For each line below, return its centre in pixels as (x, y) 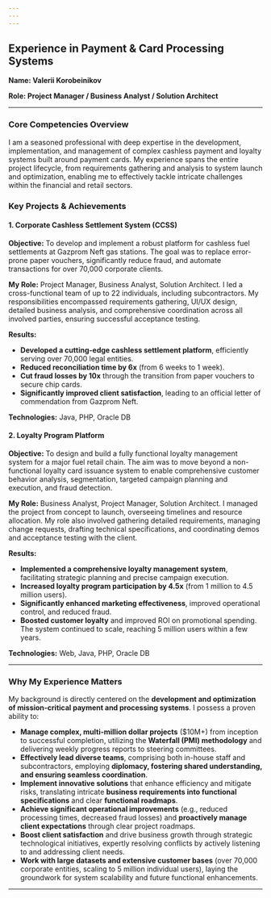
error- (242, 252)
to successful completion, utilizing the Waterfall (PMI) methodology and (141, 741)
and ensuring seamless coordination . (83, 775)
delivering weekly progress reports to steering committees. (118, 749)
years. (31, 637)
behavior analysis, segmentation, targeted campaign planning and (118, 479)
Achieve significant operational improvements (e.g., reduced (124, 809)
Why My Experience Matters (65, 681)
